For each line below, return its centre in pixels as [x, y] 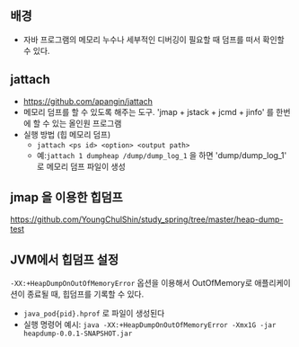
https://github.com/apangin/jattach [88, 101]
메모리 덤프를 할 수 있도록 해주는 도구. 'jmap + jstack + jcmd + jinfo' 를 [149, 111]
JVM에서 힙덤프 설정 [65, 259]
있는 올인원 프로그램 [87, 123]
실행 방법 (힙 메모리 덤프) [67, 134]
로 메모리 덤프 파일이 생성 [81, 166]
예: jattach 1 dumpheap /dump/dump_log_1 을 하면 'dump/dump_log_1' [162, 155]
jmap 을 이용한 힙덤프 [67, 197]
